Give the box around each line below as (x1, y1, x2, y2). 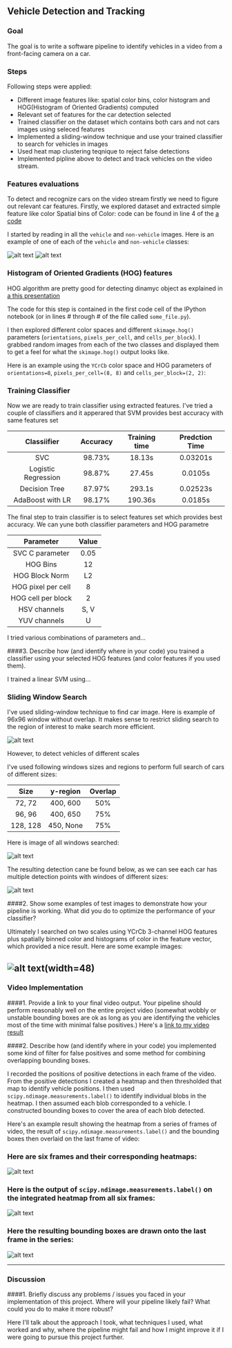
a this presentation (7, 291, 61, 299)
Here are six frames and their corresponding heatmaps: (7, 1152, 197, 1161)
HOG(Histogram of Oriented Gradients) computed (17, 103, 159, 111)
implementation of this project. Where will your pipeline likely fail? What (7, 1298, 211, 1306)
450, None (48, 821, 83, 831)
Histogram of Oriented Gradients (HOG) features (7, 268, 173, 278)
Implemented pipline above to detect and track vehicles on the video (17, 154, 213, 163)
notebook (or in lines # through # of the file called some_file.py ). (7, 312, 191, 320)
